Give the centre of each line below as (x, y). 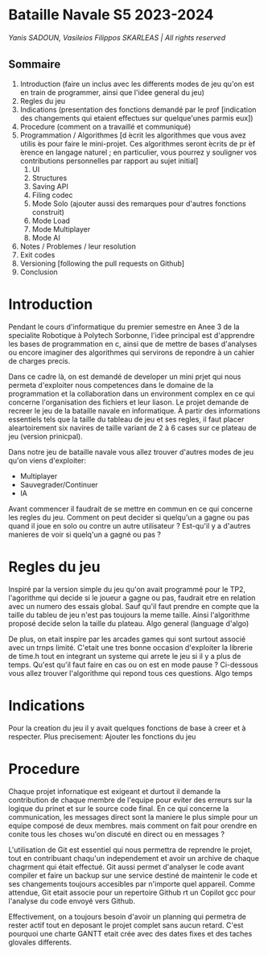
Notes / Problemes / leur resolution (78, 246)
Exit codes (37, 254)
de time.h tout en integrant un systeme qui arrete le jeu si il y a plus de (125, 656)
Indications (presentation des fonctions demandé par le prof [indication (138, 109)
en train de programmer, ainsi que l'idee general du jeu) (112, 92)
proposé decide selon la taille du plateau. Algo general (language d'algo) (129, 623)
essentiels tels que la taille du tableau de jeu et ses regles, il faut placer (126, 419)
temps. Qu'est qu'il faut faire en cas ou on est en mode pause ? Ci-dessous (134, 665)
